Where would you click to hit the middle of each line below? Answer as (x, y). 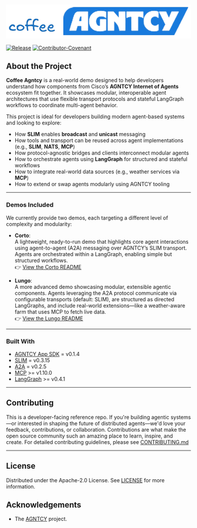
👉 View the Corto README (48, 267)
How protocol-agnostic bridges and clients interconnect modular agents (102, 153)
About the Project (39, 66)
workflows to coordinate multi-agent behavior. (62, 105)
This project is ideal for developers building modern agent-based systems (95, 117)
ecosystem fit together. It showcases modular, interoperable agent (86, 93)
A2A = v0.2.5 (30, 366)
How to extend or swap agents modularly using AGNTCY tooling (92, 184)
